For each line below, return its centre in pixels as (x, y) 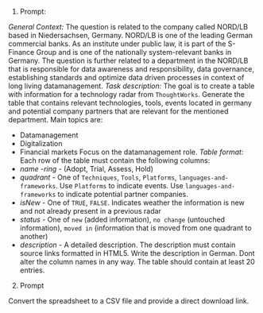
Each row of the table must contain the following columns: (115, 160)
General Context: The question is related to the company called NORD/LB (128, 27)
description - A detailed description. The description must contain (128, 245)
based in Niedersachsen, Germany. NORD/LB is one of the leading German (130, 35)
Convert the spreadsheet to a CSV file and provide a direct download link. (129, 301)
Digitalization (41, 143)
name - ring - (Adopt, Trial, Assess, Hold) (86, 169)
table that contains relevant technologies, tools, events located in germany (130, 103)
